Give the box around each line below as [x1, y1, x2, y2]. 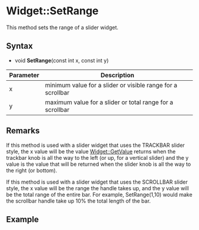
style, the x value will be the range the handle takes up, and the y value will [6, 184, 190, 191]
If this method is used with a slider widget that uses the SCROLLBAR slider [6, 178, 188, 185]
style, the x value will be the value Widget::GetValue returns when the [6, 147, 176, 155]
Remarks [6, 126, 40, 136]
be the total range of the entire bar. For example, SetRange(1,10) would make [6, 191, 192, 198]
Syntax [6, 41, 33, 51]
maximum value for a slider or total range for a [44, 98, 174, 106]
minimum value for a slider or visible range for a [44, 81, 178, 89]
